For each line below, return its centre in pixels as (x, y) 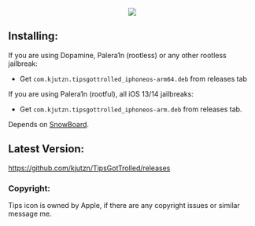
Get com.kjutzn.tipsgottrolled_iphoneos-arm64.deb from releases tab (133, 78)
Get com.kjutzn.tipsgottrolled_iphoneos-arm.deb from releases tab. (131, 109)
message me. (30, 213)
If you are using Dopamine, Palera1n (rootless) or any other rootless (117, 55)
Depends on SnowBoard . (48, 124)
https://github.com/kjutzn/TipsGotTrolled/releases (89, 168)
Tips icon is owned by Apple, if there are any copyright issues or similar (124, 205)
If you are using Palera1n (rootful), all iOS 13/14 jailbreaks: (101, 93)
